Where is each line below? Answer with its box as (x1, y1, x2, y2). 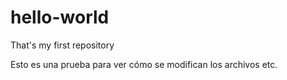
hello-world (10, 6, 110, 29)
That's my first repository (10, 39, 115, 51)
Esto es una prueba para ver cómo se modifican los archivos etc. (10, 58, 278, 70)
